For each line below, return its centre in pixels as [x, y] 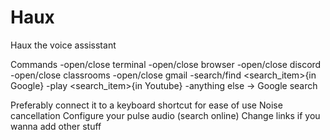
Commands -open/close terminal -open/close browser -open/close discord [166, 64]
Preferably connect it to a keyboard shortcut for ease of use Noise [146, 105]
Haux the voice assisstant [63, 45]
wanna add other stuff [56, 126]
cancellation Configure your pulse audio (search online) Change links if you [165, 115]
